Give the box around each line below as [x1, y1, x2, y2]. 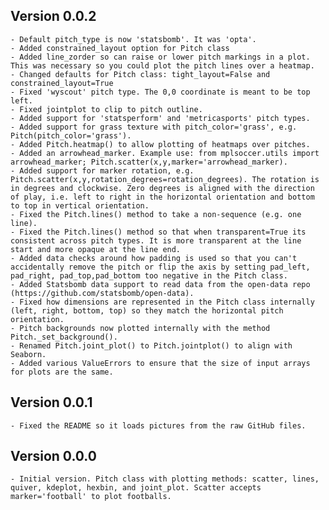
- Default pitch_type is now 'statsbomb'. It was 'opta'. [10, 34, 257, 44]
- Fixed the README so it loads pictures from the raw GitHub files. [10, 420, 307, 431]
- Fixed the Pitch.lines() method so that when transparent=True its [10, 227, 307, 237]
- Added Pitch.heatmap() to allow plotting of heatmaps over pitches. [10, 139, 311, 149]
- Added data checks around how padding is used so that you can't [10, 253, 298, 263]
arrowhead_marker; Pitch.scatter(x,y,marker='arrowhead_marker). [10, 157, 288, 167]
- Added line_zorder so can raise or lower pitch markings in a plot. [10, 52, 311, 62]
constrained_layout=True [10, 78, 114, 88]
